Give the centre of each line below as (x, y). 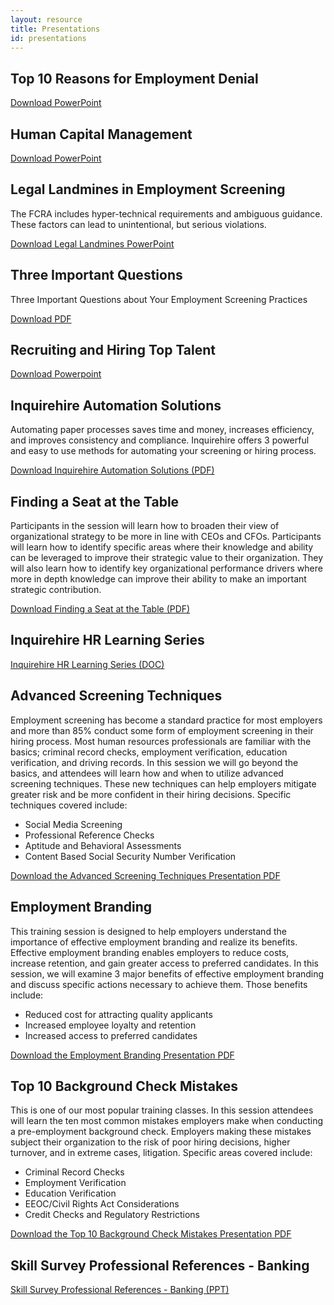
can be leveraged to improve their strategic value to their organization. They (167, 558)
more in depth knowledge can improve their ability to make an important (158, 579)
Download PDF (41, 318)
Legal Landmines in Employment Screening (148, 189)
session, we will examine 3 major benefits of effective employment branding (167, 973)
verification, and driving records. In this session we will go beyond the (154, 762)
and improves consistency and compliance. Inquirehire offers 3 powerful (160, 440)
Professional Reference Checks (89, 835)
